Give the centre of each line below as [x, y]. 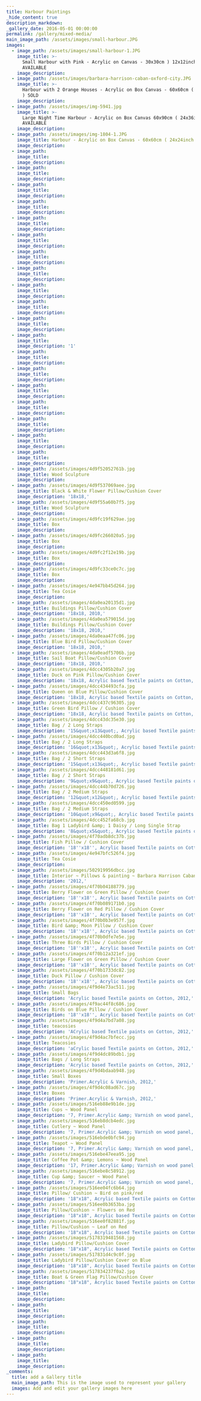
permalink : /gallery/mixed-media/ [49, 34]
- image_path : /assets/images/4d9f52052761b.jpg [73, 469]
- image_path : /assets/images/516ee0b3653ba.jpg [73, 1205]
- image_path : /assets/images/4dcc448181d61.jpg [73, 770]
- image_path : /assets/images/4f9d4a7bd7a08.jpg [73, 1021]
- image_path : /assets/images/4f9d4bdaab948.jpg [73, 1071]
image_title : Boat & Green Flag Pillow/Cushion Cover [85, 1277]
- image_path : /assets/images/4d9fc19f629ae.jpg [73, 519]
